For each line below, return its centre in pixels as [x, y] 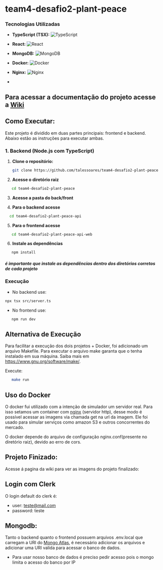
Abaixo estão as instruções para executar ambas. [55, 138]
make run [20, 380]
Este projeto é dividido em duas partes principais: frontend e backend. [75, 133]
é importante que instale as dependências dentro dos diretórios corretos [80, 263]
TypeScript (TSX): [31, 35]
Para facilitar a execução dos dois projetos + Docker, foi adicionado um [77, 346]
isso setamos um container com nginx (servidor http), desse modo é [73, 411]
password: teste [28, 510]
